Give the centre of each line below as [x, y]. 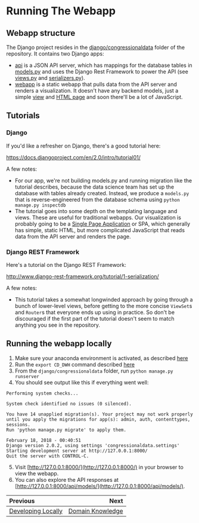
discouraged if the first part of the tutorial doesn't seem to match [94, 318]
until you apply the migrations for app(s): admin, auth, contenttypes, [98, 419]
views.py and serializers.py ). [50, 78]
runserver [27, 376]
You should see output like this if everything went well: [82, 382]
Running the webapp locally [59, 344]
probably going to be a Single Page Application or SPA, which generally [102, 224]
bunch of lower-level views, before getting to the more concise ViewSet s [103, 306]
